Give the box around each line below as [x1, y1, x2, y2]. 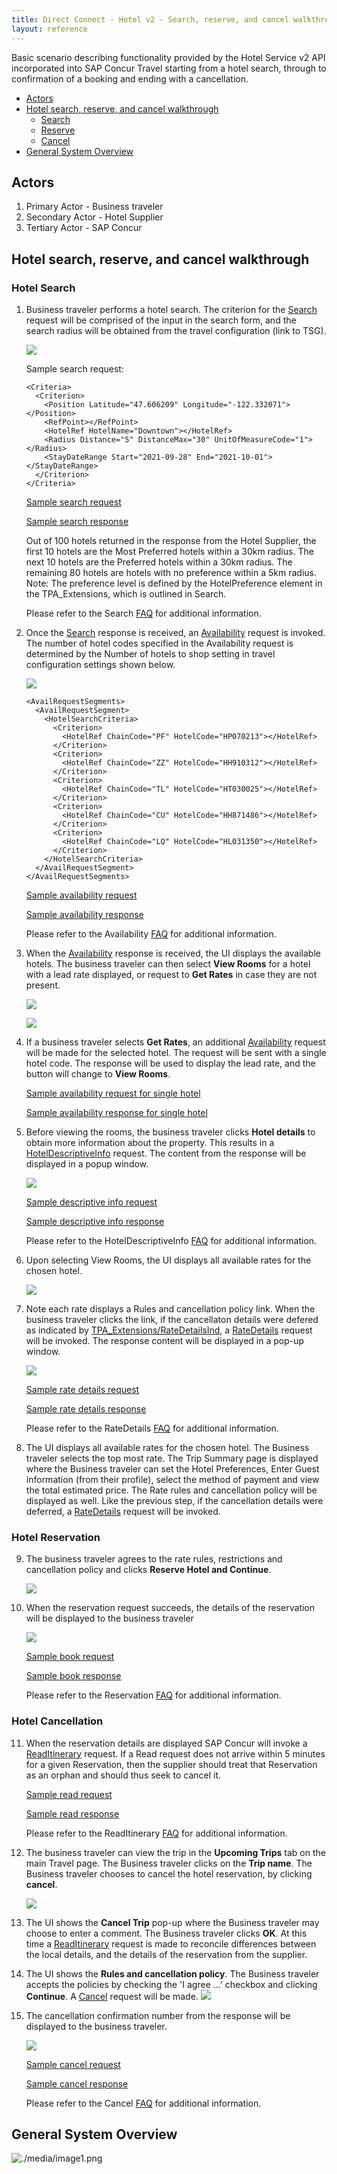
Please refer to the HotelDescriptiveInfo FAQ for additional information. [25, 1235, 318, 1246]
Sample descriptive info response [25, 1216, 165, 1227]
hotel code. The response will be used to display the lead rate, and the [25, 1057, 316, 1069]
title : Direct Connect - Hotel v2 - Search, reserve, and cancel [11, 14, 289, 25]
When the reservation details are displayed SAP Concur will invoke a [25, 1737, 308, 1749]
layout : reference [11, 24, 88, 34]
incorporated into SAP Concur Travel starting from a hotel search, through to [11, 62, 327, 74]
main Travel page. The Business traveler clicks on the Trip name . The [25, 1857, 313, 1869]
